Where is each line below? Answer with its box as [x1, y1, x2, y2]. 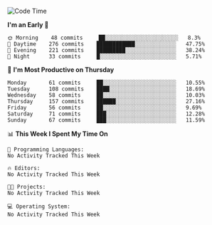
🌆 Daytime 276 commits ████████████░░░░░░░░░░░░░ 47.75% [7, 41, 205, 48]
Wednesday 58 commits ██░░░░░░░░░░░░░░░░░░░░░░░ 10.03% [7, 92, 205, 99]
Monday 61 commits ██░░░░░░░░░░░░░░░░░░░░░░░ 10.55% [7, 79, 205, 86]
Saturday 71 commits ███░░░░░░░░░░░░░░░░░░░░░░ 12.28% [7, 110, 205, 117]
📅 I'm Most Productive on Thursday [7, 66, 115, 74]
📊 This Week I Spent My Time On [7, 130, 108, 138]
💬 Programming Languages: [7, 146, 84, 153]
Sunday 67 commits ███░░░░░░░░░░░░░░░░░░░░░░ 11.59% [7, 117, 205, 124]
